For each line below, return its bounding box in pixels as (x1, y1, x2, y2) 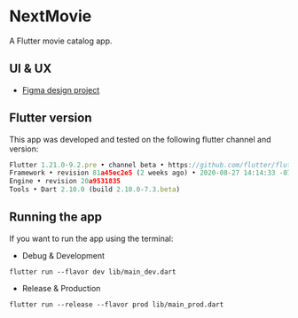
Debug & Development (21, 250, 105, 260)
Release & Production (21, 283, 101, 293)
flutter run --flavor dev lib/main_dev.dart (9, 268, 176, 276)
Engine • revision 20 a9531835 (9, 177, 122, 186)
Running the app (9, 210, 102, 225)
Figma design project (21, 84, 100, 95)
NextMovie (9, 6, 92, 27)
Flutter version (9, 111, 92, 126)
